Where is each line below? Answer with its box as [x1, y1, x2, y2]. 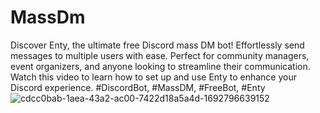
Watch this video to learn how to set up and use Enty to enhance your [10, 71, 297, 83]
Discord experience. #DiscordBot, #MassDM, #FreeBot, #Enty [10, 81, 266, 93]
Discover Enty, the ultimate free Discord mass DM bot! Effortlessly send [10, 39, 305, 51]
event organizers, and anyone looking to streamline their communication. [10, 60, 311, 72]
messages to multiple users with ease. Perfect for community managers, [10, 49, 310, 61]
